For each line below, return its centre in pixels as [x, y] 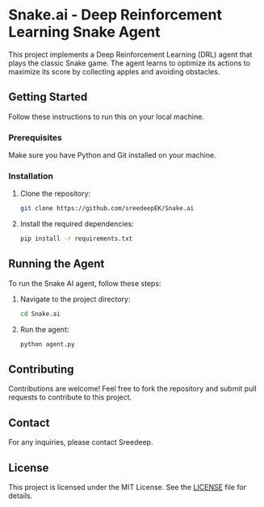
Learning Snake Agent [84, 32]
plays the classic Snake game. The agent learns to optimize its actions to [129, 63]
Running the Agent [57, 264]
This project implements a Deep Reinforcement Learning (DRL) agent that [130, 54]
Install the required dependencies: [77, 224]
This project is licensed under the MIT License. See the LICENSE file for [128, 488]
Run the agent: [44, 329]
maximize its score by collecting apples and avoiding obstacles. [114, 71]
